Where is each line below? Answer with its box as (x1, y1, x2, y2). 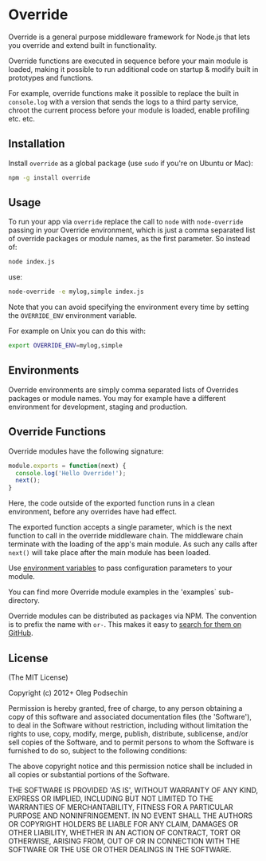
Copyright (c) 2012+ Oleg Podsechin (8, 688, 128, 697)
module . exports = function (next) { (8, 462, 127, 470)
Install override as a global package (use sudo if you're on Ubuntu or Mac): (8, 158, 253, 168)
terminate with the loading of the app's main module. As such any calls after (8, 539, 258, 549)
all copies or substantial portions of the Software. (8, 770, 170, 780)
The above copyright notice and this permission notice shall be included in (8, 761, 252, 771)
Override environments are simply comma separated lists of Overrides (8, 385, 239, 395)
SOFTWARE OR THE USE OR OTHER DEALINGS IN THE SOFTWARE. (8, 845, 232, 854)
